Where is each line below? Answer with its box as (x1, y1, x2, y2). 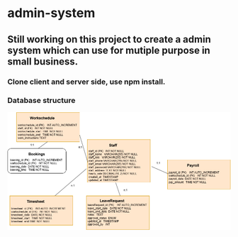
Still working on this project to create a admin (7, 33, 211, 45)
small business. (7, 55, 79, 67)
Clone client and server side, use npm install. (7, 77, 166, 87)
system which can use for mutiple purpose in (7, 44, 210, 56)
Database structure (7, 96, 76, 106)
